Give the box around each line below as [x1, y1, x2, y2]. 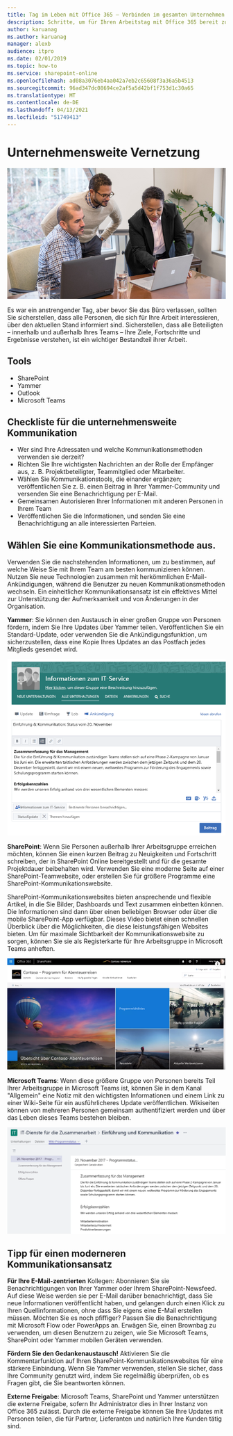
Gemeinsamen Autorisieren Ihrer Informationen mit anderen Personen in [17, 497, 223, 505]
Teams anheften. [7, 945, 55, 953]
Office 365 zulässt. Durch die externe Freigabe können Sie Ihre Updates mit [7, 1407, 223, 1415]
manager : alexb [7, 40, 51, 48]
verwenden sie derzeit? [17, 452, 85, 462]
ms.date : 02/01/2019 [7, 56, 67, 63]
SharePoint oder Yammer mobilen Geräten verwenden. [7, 1335, 164, 1344]
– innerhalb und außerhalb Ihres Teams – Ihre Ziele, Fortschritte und [7, 327, 201, 336]
